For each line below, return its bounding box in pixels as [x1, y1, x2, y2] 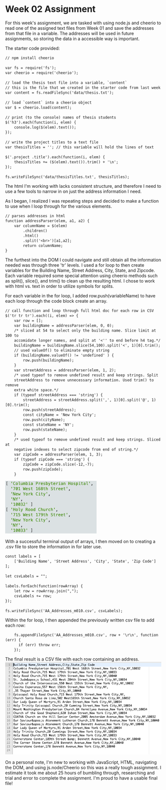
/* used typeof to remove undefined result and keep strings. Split [14, 373, 159, 378]
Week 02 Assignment [5, 3, 96, 15]
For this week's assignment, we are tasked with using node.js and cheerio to [5, 20, 161, 26]
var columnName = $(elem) [14, 223, 68, 228]
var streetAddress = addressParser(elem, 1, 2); [14, 368, 116, 373]
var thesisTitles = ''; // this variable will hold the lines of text [5, 145, 154, 150]
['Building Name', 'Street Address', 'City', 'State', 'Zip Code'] [14, 559, 156, 564]
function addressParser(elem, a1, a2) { [5, 218, 90, 224]
